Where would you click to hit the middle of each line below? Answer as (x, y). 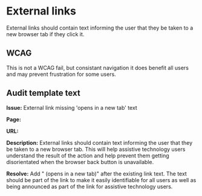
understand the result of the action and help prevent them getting (88, 156)
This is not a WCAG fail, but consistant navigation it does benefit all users (98, 68)
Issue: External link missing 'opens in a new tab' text (72, 107)
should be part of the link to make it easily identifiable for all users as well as (101, 180)
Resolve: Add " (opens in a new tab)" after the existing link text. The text (97, 174)
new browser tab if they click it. (45, 34)
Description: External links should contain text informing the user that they (99, 142)
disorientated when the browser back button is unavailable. (80, 162)
